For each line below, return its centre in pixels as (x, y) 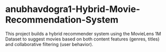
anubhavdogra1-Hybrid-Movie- (73, 9)
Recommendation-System (62, 20)
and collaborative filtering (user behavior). (49, 44)
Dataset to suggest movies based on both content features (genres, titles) (82, 39)
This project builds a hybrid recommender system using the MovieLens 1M (83, 33)
